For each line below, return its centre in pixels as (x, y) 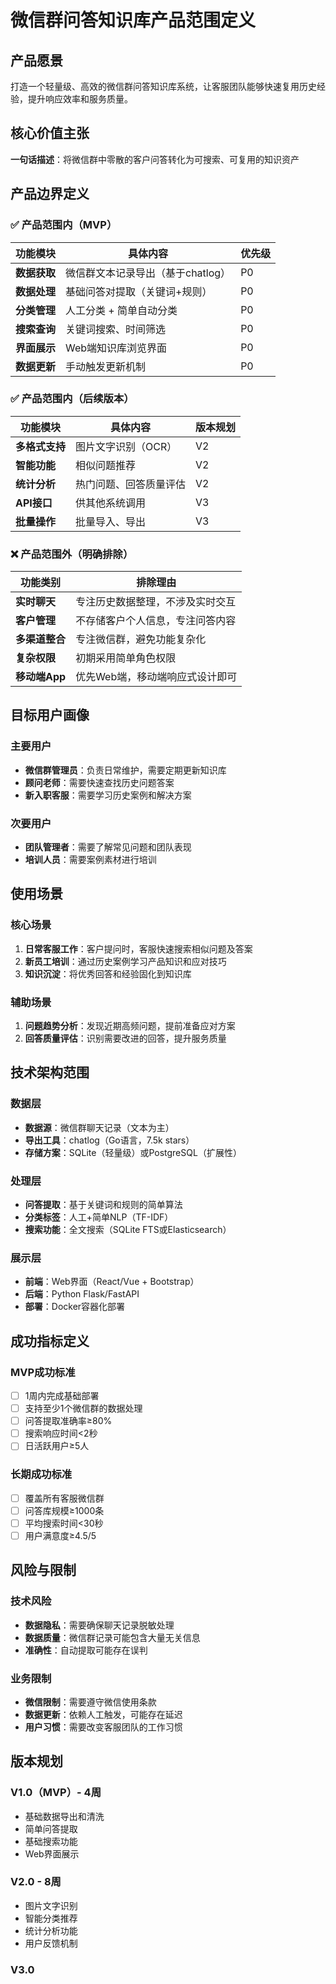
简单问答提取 (51, 1828)
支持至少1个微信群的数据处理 (83, 1408)
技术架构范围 (50, 1072)
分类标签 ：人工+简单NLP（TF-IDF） (99, 1217)
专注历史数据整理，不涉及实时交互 (156, 602)
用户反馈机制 (51, 1943)
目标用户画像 (50, 715)
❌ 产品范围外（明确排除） (72, 554)
